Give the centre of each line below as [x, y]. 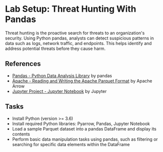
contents [21, 134]
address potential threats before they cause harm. [55, 48]
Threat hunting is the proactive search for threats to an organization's [75, 33]
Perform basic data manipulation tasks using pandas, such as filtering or [85, 139]
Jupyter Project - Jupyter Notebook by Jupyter [59, 91]
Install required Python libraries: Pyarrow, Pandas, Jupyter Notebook [81, 124]
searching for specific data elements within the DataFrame [71, 144]
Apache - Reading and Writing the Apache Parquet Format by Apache [82, 81]
